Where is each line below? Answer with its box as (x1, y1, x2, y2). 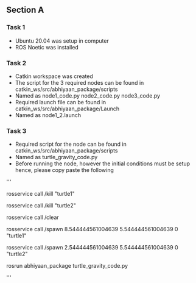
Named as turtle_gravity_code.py (15, 154, 98, 161)
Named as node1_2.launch (15, 111, 81, 118)
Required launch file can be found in (15, 98, 107, 106)
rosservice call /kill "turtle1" (6, 190, 75, 198)
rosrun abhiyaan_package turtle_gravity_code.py (6, 262, 128, 270)
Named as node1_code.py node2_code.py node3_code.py (15, 91, 160, 99)
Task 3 (6, 126, 27, 135)
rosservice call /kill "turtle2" (6, 202, 76, 209)
